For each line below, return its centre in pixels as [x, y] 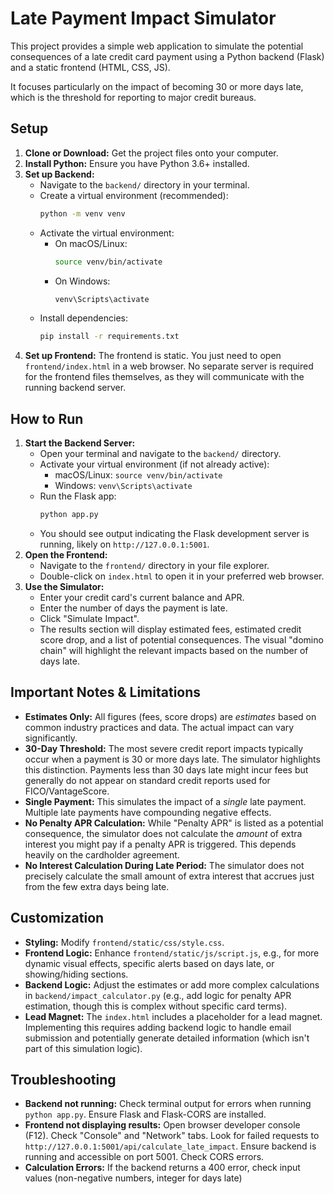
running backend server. [75, 388]
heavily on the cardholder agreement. [102, 854]
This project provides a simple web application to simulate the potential [157, 46]
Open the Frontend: [66, 554]
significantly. [51, 738]
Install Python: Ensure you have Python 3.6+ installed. [137, 163]
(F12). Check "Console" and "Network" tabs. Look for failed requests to [172, 1136]
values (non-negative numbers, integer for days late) [133, 1178]
